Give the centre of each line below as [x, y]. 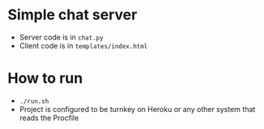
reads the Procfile [49, 118]
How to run [45, 79]
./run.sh [34, 101]
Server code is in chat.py [61, 37]
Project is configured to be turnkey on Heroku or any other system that [137, 109]
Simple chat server [72, 15]
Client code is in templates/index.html [83, 45]
